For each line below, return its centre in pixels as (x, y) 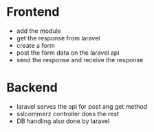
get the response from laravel (58, 38)
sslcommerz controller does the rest (68, 114)
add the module (38, 31)
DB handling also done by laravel (63, 121)
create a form (36, 45)
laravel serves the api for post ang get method (82, 106)
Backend (32, 88)
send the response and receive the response (80, 60)
